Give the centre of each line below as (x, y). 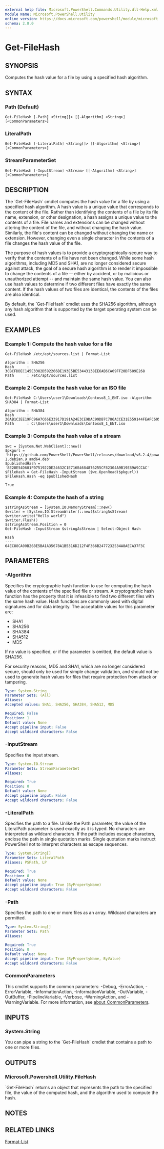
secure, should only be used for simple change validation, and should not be (82, 671)
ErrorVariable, (19, 992)
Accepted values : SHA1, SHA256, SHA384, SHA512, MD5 (60, 705)
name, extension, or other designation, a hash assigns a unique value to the (81, 217)
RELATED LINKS (30, 1130)
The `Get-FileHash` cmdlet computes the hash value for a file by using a (77, 202)
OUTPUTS (21, 1063)
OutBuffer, (15, 997)
